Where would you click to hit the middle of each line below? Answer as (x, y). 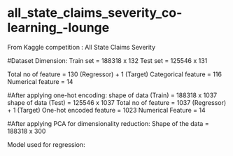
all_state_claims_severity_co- (95, 13)
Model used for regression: (46, 144)
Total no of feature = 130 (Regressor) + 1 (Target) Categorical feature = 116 (115, 74)
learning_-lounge (58, 28)
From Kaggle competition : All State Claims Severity (82, 47)
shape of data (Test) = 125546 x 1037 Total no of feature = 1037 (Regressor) (117, 102)
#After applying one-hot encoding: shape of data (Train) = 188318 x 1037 (112, 95)
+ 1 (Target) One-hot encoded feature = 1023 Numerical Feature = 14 (107, 110)
